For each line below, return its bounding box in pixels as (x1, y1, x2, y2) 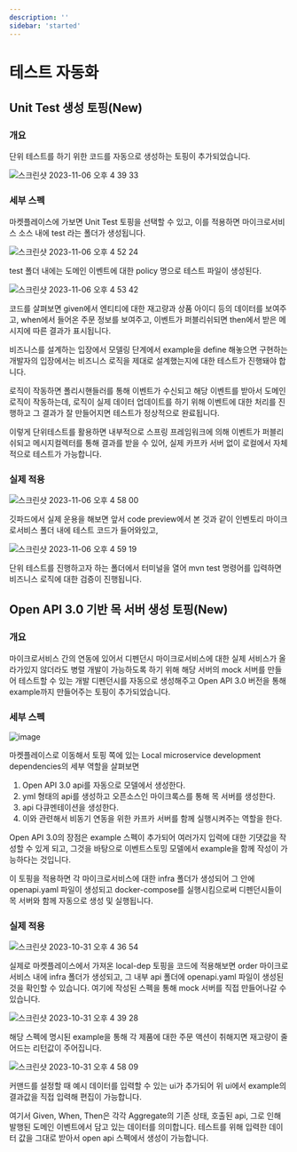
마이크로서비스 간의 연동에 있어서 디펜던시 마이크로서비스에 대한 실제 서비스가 (9, 652, 277, 663)
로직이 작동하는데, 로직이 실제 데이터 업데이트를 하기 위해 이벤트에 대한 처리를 (9, 396, 277, 407)
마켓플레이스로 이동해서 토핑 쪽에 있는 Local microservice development (9, 749, 262, 760)
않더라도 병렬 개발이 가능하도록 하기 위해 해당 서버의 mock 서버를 (39, 664, 266, 675)
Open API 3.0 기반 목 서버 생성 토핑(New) (9, 602, 229, 618)
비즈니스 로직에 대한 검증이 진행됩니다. (9, 573, 142, 584)
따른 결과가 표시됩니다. (32, 325, 112, 336)
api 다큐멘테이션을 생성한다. (21, 802, 120, 812)
